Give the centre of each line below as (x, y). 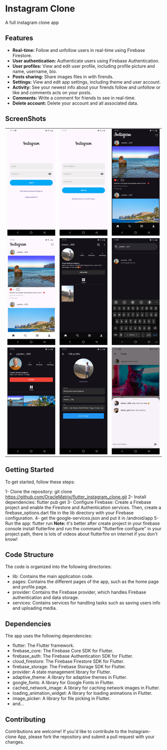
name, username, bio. (35, 71)
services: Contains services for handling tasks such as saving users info (86, 603)
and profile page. (30, 587)
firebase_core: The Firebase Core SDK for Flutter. (63, 651)
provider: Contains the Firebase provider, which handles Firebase (79, 592)
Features (19, 38)
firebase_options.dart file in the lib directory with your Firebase (70, 513)
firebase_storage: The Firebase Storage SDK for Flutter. (69, 667)
